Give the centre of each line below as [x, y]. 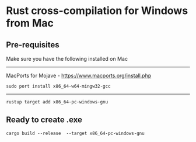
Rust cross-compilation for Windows [97, 11]
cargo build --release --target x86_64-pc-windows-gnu [75, 133]
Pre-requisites [33, 45]
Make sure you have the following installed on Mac [67, 59]
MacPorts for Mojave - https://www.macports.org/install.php [79, 75]
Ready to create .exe [44, 120]
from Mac [30, 23]
